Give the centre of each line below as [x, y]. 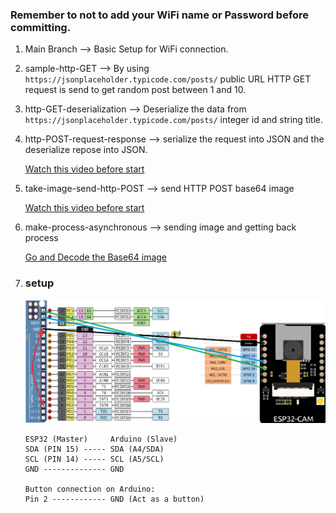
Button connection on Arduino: [90, 489]
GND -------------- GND [74, 469]
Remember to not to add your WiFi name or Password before [160, 15]
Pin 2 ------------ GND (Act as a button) [114, 499]
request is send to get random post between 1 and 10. [135, 90]
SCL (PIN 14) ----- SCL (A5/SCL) [94, 459]
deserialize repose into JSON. [86, 150]
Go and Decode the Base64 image [96, 257]
